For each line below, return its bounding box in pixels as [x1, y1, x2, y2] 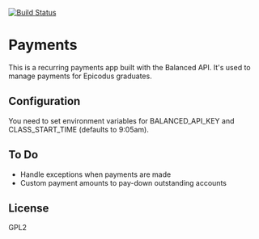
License [8, 201, 49, 215]
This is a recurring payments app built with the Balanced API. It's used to [8, 62, 251, 72]
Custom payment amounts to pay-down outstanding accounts [19, 178, 227, 187]
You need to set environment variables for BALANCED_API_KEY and [8, 115, 235, 125]
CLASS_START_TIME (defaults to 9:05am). [8, 124, 150, 134]
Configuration [8, 94, 81, 108]
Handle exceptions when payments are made [19, 170, 172, 179]
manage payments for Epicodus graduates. [8, 71, 152, 81]
